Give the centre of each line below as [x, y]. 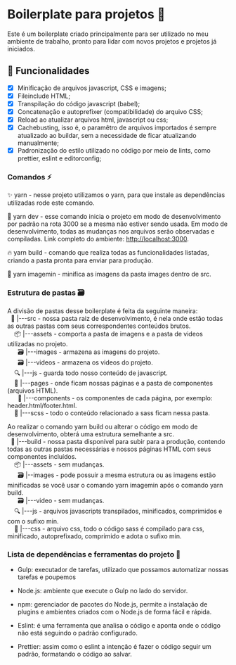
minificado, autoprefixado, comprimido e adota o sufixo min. [94, 536]
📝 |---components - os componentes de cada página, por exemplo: [115, 398]
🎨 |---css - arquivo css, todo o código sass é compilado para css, [109, 528]
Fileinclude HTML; [44, 96]
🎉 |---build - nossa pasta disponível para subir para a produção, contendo [118, 441]
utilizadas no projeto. [38, 343]
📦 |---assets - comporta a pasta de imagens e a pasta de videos [109, 334]
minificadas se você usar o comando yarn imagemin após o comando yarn [115, 485]
